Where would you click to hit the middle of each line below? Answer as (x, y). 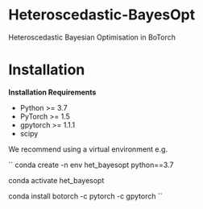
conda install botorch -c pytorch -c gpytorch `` (85, 196)
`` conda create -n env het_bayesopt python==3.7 (91, 165)
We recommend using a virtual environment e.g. (88, 149)
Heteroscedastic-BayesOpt (102, 15)
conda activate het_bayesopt (56, 180)
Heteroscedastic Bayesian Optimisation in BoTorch (92, 37)
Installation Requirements (52, 92)
